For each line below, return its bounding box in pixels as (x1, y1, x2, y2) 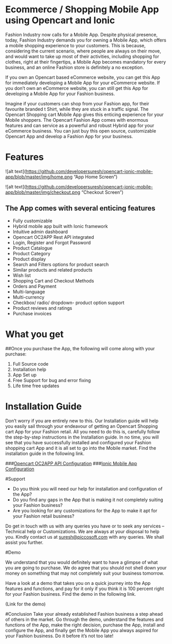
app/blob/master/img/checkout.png (5, 189, 80, 195)
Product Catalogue (12, 245, 53, 251)
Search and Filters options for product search (12, 261, 109, 268)
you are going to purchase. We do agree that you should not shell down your (5, 564, 167, 571)
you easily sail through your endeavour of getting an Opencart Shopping (5, 423, 158, 429)
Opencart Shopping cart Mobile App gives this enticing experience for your (5, 111, 164, 118)
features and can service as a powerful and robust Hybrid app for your (5, 122, 155, 128)
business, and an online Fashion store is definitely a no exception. (5, 64, 144, 70)
